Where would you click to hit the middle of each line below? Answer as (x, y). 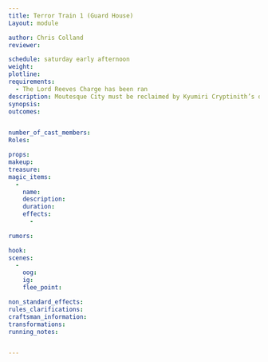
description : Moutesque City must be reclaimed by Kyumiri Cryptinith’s (132, 97)
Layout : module (33, 23)
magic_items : (30, 177)
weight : (21, 67)
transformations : (37, 324)
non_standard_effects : (46, 302)
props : (19, 155)
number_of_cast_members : (49, 133)
